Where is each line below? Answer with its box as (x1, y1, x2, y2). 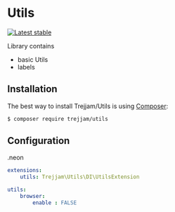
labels (17, 62, 35, 71)
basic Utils (17, 55, 48, 64)
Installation (7, 83, 58, 95)
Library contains (7, 41, 55, 50)
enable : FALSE (32, 199, 77, 206)
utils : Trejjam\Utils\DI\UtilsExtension (20, 173, 140, 180)
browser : (20, 193, 46, 200)
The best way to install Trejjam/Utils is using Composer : (7, 102, 169, 110)
